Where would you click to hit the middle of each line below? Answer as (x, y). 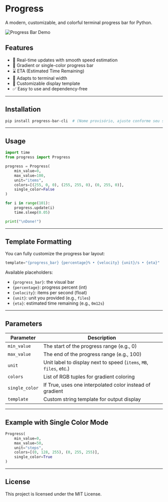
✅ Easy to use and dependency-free (50, 88)
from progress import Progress (38, 157)
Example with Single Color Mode (57, 422)
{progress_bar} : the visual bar (43, 282)
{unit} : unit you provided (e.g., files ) (51, 298)
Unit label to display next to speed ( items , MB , (96, 363)
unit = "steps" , (29, 448)
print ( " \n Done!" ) (23, 221)
